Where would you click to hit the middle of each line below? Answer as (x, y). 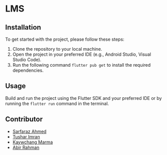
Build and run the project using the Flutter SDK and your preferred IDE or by (83, 98)
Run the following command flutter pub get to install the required (81, 65)
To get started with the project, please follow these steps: (65, 39)
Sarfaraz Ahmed (29, 131)
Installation (23, 27)
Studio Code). (27, 60)
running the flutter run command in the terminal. (57, 103)
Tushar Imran (26, 136)
